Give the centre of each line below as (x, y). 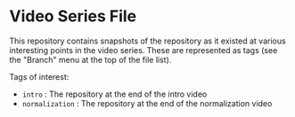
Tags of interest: (39, 76)
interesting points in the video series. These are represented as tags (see (143, 50)
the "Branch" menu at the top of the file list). (90, 59)
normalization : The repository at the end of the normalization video (147, 103)
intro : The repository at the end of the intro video (115, 94)
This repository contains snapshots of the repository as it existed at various (148, 41)
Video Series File (73, 16)
